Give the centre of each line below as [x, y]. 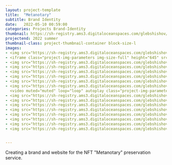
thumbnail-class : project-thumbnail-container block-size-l [71, 43]
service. [14, 158]
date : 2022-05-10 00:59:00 [36, 24]
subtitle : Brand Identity [33, 19]
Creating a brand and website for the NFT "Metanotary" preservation [78, 152]
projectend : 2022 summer [32, 39]
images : [14, 48]
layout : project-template [33, 10]
